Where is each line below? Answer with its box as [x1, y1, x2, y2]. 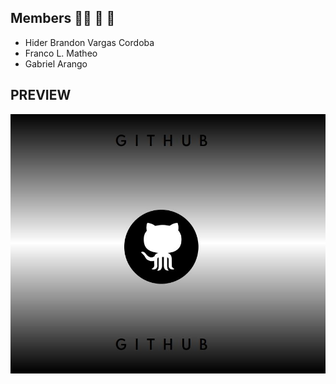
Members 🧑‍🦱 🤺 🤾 [10, 10, 116, 27]
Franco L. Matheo [24, 47, 98, 59]
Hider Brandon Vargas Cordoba [24, 36, 155, 48]
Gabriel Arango [24, 57, 88, 70]
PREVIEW [10, 87, 72, 104]
